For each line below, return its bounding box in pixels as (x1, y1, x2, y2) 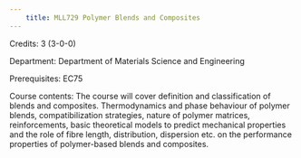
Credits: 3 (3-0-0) (9, 38, 77, 49)
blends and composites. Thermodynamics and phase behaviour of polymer (9, 100, 290, 111)
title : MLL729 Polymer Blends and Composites (25, 13, 201, 23)
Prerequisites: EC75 (9, 73, 83, 84)
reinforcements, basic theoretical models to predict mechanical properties (9, 119, 286, 130)
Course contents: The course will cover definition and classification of (9, 90, 271, 101)
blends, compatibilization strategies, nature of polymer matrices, (9, 109, 251, 120)
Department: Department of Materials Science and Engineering (9, 55, 245, 66)
